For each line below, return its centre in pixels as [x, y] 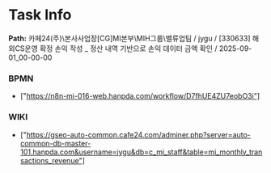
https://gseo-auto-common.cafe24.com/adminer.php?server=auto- [138, 134]
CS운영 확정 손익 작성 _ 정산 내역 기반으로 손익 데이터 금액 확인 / [116, 48]
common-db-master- [55, 143]
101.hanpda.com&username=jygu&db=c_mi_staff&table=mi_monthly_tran [141, 152]
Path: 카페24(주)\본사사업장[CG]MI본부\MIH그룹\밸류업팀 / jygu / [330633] [129, 38]
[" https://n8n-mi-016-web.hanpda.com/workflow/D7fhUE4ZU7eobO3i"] [140, 96]
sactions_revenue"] [52, 160]
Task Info [40, 15]
